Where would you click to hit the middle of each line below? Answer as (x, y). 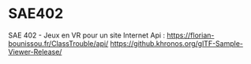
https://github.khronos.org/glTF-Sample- (176, 43)
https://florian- (191, 35)
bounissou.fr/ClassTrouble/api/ (58, 43)
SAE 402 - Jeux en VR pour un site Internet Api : (87, 35)
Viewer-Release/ (35, 52)
